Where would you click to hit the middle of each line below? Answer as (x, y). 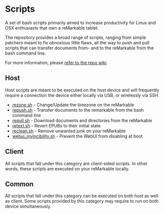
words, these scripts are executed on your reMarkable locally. (67, 169)
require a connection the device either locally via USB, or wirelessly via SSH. (82, 95)
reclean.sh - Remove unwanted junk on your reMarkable (69, 131)
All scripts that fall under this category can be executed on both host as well (82, 196)
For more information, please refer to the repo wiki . (56, 62)
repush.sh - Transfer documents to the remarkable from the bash (78, 110)
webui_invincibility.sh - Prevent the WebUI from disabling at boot (77, 136)
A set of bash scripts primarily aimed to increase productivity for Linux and (81, 23)
